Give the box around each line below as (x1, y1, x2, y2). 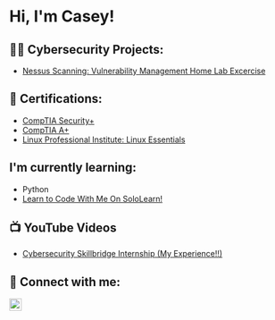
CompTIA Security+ (21, 114, 96, 126)
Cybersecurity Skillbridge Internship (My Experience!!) (21, 248, 223, 259)
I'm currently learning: (9, 160, 137, 175)
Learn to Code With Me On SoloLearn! (21, 193, 163, 204)
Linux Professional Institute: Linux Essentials (21, 134, 186, 145)
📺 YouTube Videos (9, 221, 117, 236)
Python (21, 183, 49, 194)
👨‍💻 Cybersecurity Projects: (9, 42, 164, 57)
